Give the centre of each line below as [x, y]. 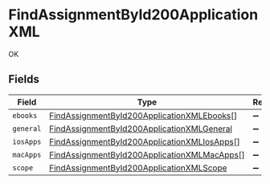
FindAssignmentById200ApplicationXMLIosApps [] [145, 141]
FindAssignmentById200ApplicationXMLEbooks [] [143, 116]
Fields [24, 79]
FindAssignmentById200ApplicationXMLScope [138, 168]
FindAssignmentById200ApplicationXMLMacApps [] [147, 154]
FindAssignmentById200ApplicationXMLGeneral [141, 129]
